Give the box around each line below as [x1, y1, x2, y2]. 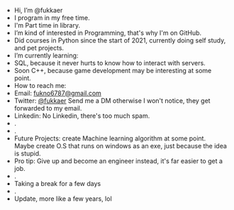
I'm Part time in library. [13, 21, 80, 29]
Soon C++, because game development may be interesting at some [13, 67, 212, 74]
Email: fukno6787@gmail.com [13, 89, 101, 97]
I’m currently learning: [13, 51, 79, 60]
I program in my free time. [13, 13, 90, 22]
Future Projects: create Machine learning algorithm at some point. [13, 134, 206, 143]
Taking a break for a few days [13, 179, 101, 187]
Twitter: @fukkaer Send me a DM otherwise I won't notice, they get [13, 96, 211, 105]
